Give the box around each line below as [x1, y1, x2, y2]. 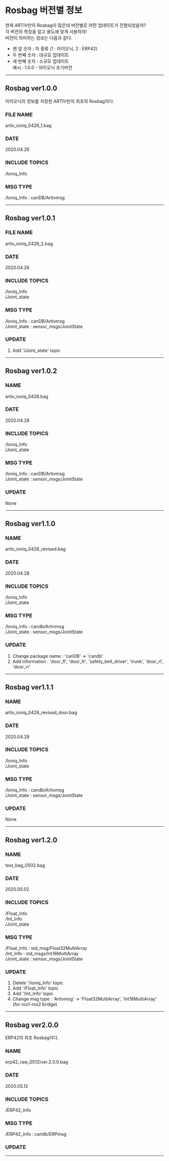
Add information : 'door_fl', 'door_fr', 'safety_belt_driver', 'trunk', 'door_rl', [12, 658, 163, 664]
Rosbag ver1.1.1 [5, 683, 54, 691]
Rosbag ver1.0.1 [5, 214, 55, 222]
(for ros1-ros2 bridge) [12, 1001, 58, 1007]
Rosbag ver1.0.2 [5, 366, 57, 376]
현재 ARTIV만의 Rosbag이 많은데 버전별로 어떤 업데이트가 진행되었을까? [5, 22, 146, 28]
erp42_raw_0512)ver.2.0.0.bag [5, 1059, 68, 1065]
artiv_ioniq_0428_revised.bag [5, 546, 66, 552]
